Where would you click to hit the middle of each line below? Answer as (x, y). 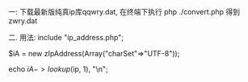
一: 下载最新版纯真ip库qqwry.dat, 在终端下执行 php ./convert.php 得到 (124, 12)
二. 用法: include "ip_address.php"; (66, 37)
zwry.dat (23, 21)
